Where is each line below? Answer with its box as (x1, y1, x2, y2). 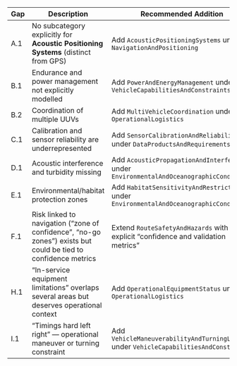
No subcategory (31, 21, 86, 30)
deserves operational (31, 300, 102, 310)
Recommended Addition (140, 9, 224, 18)
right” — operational (31, 329, 99, 339)
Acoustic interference (31, 159, 104, 168)
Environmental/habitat (31, 186, 105, 195)
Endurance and (31, 68, 83, 77)
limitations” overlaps (31, 283, 99, 292)
